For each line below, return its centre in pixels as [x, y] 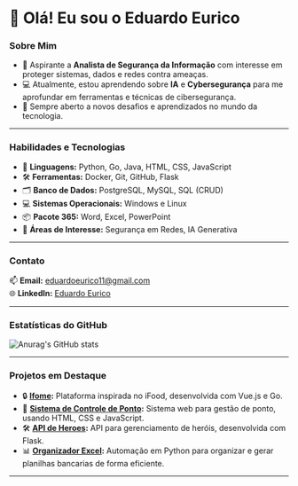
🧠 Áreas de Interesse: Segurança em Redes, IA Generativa [129, 229]
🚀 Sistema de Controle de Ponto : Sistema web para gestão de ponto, [149, 408]
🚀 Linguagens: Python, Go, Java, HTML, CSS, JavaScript [127, 167]
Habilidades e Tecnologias [67, 147]
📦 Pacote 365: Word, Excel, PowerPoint [96, 216]
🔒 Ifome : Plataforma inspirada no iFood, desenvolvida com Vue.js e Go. [152, 396]
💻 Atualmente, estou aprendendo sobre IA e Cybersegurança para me [153, 84]
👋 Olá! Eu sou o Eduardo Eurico [125, 18]
